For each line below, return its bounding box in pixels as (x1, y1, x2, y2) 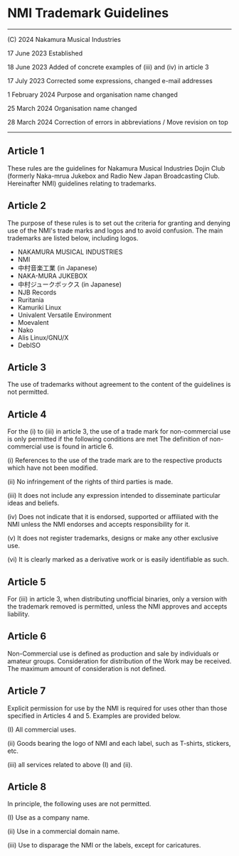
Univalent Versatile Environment (17, 311, 112, 319)
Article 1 (7, 145, 45, 157)
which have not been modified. (7, 464, 98, 472)
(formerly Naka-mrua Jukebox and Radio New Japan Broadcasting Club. (7, 171, 221, 180)
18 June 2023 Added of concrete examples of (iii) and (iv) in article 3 (7, 63, 209, 71)
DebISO (17, 341, 41, 349)
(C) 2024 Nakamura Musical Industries (7, 35, 121, 43)
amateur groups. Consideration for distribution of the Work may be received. (7, 656, 232, 665)
